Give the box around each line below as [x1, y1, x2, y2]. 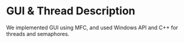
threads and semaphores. [6, 30, 70, 37]
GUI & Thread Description [6, 4, 136, 18]
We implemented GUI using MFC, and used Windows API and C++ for [6, 24, 179, 31]
